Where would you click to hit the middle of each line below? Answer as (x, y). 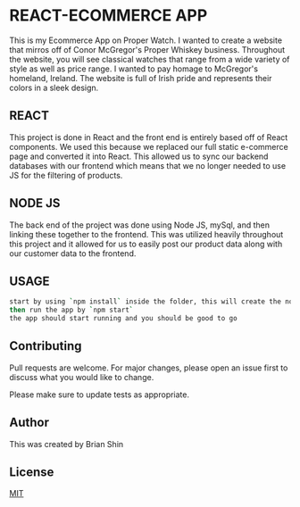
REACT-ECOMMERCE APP (108, 16)
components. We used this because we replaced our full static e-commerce (149, 146)
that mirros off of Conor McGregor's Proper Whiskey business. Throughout (147, 49)
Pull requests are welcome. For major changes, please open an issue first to (149, 368)
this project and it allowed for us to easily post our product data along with (146, 244)
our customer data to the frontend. (73, 253)
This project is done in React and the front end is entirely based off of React (149, 137)
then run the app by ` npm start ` (71, 310)
